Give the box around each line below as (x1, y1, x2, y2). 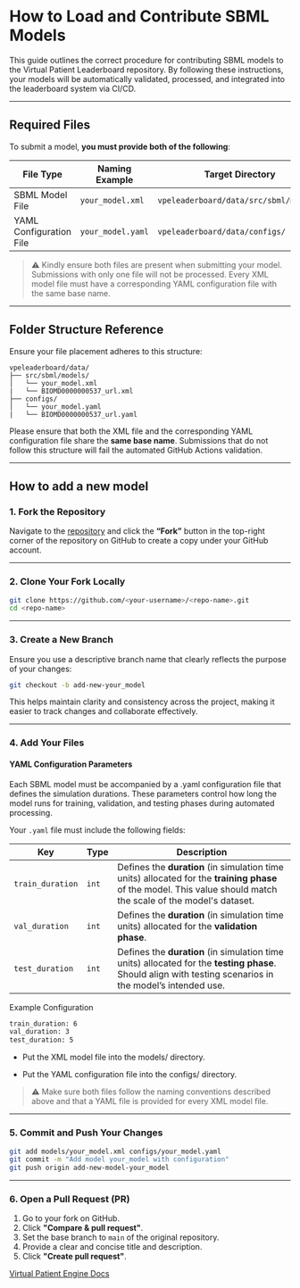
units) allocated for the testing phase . (117, 957, 277, 969)
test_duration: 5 (9, 1035, 74, 1045)
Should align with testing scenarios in (117, 968, 274, 980)
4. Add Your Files (9, 736, 85, 749)
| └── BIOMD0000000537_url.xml (9, 386, 134, 395)
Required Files (9, 118, 91, 133)
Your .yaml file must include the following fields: (9, 824, 186, 835)
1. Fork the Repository (9, 505, 106, 518)
